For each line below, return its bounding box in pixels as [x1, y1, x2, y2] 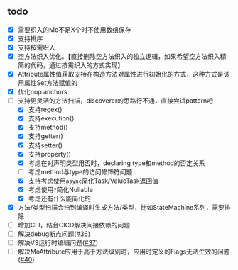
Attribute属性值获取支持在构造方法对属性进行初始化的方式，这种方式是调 [17, 70, 230, 79]
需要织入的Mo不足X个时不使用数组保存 [17, 25, 131, 34]
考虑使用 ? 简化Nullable [28, 185, 94, 193]
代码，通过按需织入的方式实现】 [30, 61, 124, 69]
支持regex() [28, 106, 63, 114]
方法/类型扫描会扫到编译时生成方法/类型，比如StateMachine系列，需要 [17, 203, 225, 211]
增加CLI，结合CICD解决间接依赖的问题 [17, 221, 130, 229]
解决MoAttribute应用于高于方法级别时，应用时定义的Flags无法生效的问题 [17, 247, 230, 256]
